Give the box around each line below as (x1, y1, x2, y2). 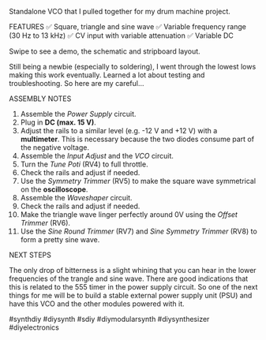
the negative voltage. (20, 143, 90, 152)
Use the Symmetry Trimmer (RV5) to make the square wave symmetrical (20, 177, 256, 185)
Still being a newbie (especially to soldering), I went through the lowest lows (9, 62, 257, 71)
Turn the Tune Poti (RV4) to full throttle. (20, 159, 148, 169)
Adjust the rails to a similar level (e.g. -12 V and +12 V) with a (20, 126, 218, 135)
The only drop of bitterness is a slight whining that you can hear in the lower (9, 266, 257, 275)
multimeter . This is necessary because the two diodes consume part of (20, 134, 255, 144)
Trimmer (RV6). (20, 219, 70, 227)
